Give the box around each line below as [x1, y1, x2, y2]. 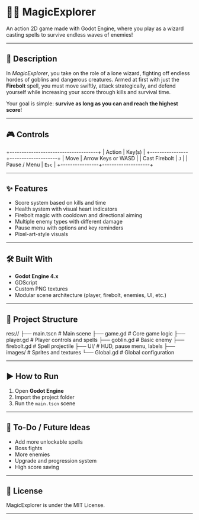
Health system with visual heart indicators [14, 205, 117, 212]
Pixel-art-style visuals [14, 231, 68, 238]
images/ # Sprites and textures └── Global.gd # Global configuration [6, 349, 175, 356]
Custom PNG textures [14, 285, 68, 292]
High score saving [14, 463, 59, 470]
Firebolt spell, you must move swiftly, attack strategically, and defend [6, 82, 176, 89]
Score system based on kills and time [14, 199, 107, 206]
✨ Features [6, 183, 48, 193]
